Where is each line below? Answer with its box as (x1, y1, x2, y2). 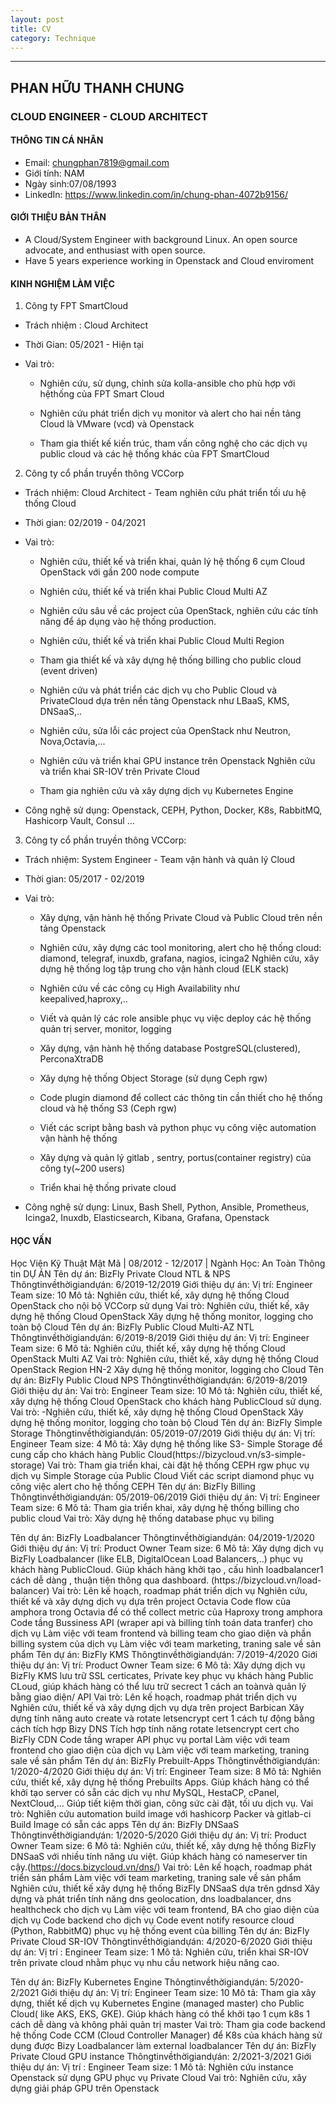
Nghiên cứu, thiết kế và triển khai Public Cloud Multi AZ (39, 586, 268, 598)
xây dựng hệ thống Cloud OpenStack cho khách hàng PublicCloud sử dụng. (10, 1395, 322, 1407)
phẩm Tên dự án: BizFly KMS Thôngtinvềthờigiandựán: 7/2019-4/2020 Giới (10, 1648, 318, 1660)
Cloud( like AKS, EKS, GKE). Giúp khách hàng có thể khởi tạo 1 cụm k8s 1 (10, 2007, 310, 2020)
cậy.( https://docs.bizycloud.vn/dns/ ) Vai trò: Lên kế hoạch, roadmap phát (10, 1861, 313, 1873)
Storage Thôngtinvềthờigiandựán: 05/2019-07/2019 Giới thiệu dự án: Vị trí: (10, 1427, 316, 1439)
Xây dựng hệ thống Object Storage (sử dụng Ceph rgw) (39, 1072, 268, 1085)
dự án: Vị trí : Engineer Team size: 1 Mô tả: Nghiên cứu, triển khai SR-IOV (10, 1946, 309, 1958)
